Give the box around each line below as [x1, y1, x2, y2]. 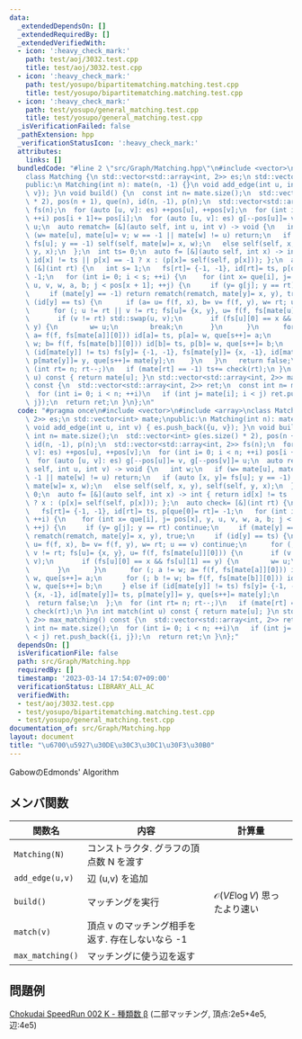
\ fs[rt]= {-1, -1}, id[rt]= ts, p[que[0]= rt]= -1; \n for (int [25, 506, 288, 515]
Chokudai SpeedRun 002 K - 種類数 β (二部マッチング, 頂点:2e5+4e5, [9, 1008, 267, 1019]
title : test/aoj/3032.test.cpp [25, 64, 143, 73]
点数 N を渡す [86, 855, 145, 868]
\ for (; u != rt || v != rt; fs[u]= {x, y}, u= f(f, [25, 306, 252, 315]
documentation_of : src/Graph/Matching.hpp [9, 724, 171, 733]
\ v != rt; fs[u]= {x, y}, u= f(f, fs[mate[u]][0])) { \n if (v [25, 548, 292, 558]
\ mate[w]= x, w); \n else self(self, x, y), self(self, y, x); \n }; [25, 481, 299, 490]
